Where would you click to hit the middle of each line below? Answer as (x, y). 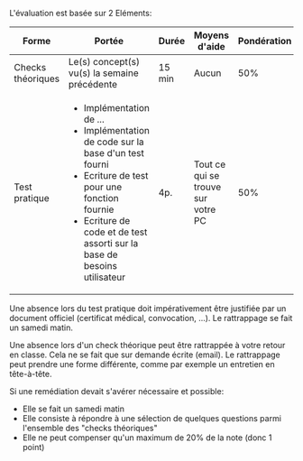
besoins (100, 266)
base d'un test (114, 153)
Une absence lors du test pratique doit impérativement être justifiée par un (148, 309)
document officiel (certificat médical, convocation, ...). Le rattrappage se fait (151, 318)
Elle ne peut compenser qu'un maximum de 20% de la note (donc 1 (147, 438)
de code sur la (114, 142)
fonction (101, 198)
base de (101, 254)
